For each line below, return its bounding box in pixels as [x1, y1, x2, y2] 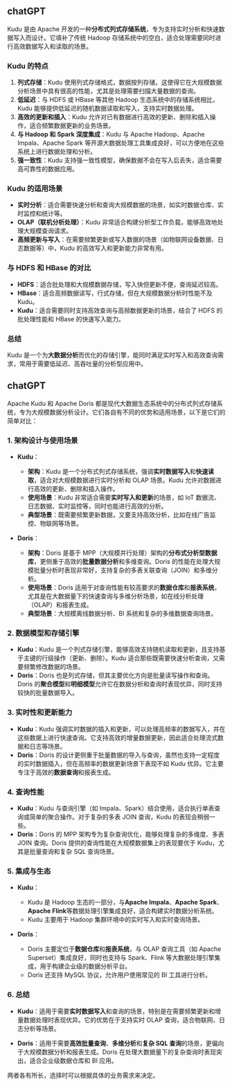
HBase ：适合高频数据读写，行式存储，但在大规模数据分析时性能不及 [17, 289, 213, 297]
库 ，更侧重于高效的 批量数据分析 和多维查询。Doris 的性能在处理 [27, 558, 209, 566]
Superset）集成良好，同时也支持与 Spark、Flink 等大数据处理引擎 [27, 954, 215, 962]
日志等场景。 [29, 742, 66, 750]
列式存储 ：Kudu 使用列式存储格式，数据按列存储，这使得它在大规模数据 [17, 78, 222, 87]
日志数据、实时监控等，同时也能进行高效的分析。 [27, 502, 168, 510]
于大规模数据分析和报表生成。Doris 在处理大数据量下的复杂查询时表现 [17, 1047, 217, 1056]
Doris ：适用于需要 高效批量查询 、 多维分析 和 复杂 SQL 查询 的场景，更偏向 [17, 1039, 224, 1047]
